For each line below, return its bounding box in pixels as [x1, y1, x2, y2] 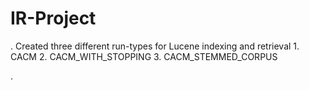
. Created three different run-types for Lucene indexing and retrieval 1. [10, 40, 300, 52]
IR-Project [10, 7, 97, 30]
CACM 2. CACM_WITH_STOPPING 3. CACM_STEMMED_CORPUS [10, 50, 278, 62]
